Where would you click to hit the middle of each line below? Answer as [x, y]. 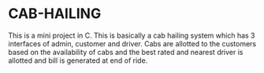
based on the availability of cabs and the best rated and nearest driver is [126, 52]
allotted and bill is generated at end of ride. [78, 60]
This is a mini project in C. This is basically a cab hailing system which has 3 [132, 35]
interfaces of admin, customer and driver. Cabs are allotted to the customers [132, 43]
